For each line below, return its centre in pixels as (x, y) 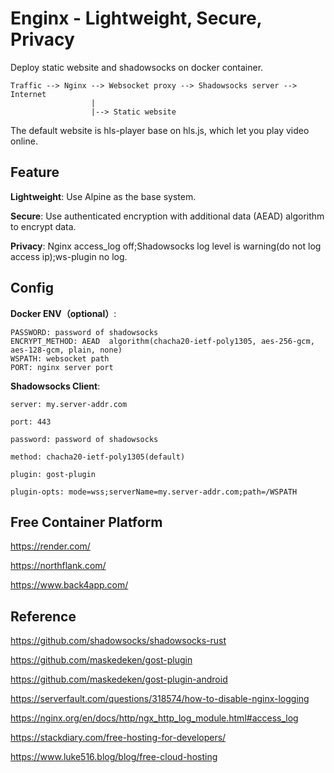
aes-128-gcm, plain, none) (66, 350)
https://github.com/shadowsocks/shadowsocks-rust (118, 641)
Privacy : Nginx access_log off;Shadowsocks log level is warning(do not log (166, 246)
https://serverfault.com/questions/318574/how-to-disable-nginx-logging (160, 699)
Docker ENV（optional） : (63, 313)
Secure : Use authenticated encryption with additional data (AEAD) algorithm (167, 216)
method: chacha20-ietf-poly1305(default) (98, 457)
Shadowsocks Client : (55, 386)
